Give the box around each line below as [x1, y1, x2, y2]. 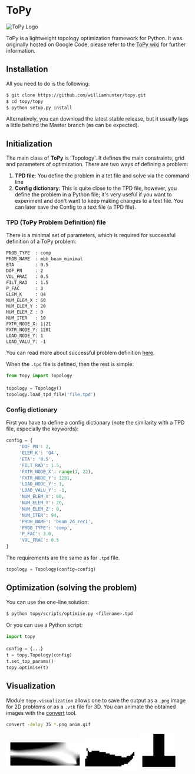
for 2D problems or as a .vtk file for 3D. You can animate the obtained [6, 703, 176, 710]
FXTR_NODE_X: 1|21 [6, 321, 51, 327]
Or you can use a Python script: [6, 621, 83, 629]
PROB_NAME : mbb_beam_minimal [6, 256, 83, 262]
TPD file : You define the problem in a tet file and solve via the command [14, 172, 190, 179]
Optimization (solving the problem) [6, 583, 137, 593]
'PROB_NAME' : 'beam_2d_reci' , [19, 519, 94, 524]
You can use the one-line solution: [6, 598, 90, 605]
